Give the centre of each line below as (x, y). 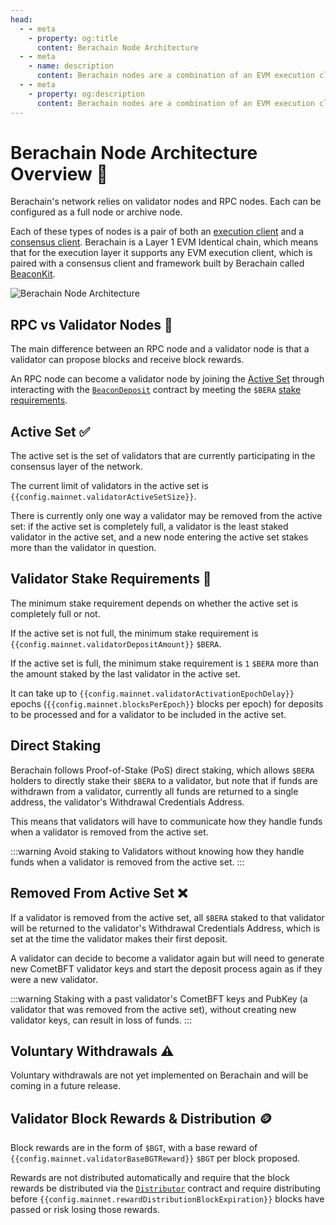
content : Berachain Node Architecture (117, 47)
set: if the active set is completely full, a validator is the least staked (149, 527)
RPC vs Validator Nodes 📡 (91, 324)
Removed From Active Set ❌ (99, 893)
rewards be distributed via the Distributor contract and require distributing (165, 1188)
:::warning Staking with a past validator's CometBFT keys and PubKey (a (159, 998)
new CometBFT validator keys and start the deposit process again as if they (166, 968)
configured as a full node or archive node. (96, 212)
